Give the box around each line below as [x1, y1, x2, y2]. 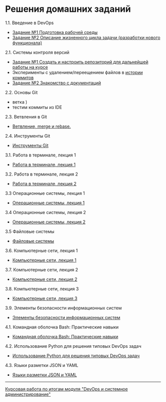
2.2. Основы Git [5, 89, 38, 95]
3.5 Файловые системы [5, 228, 54, 234]
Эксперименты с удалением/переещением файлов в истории [12, 69, 143, 75]
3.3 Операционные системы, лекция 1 [5, 190, 85, 196]
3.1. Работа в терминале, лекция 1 [5, 152, 76, 158]
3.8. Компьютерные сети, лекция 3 [5, 286, 79, 292]
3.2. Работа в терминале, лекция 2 [5, 171, 78, 177]
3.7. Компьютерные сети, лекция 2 [5, 266, 78, 272]
